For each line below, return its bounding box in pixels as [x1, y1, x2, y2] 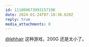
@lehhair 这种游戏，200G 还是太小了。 [5, 36, 87, 42]
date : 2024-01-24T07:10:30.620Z [5, 12, 73, 17]
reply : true [5, 17, 30, 22]
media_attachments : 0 [5, 21, 51, 27]
